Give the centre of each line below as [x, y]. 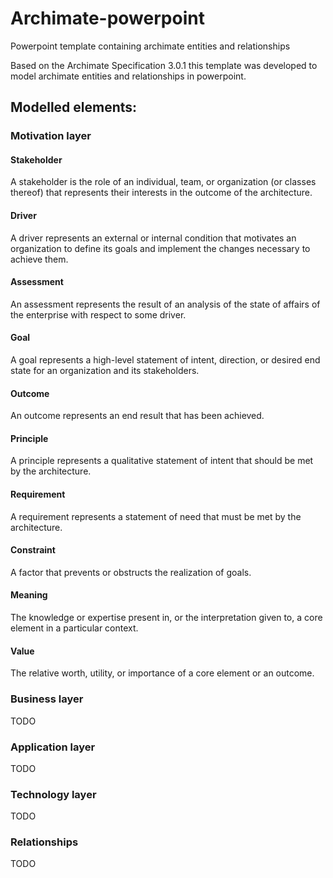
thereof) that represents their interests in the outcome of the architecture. [161, 193]
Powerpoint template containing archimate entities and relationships [150, 46]
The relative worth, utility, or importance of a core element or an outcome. [162, 673]
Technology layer [53, 794]
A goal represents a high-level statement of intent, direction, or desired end [165, 360]
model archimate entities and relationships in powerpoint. [128, 76]
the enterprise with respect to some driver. [98, 314]
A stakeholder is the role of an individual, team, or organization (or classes [163, 182]
